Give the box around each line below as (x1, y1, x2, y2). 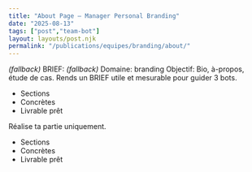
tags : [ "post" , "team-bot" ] (8, 27, 100, 35)
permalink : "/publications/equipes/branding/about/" (8, 42, 191, 50)
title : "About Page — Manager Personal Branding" (8, 11, 180, 20)
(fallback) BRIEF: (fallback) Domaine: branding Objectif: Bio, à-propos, (8, 64, 245, 74)
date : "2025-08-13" (8, 19, 75, 28)
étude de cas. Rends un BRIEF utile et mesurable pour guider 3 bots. (8, 73, 237, 83)
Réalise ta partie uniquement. (8, 122, 107, 131)
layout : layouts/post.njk (8, 34, 96, 43)
